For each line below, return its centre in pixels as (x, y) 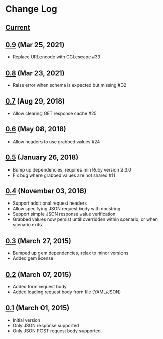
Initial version (26, 320)
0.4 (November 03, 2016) (46, 191)
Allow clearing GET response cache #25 (55, 113)
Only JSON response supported (46, 325)
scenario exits (27, 225)
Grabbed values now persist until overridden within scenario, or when (85, 219)
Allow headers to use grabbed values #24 (56, 141)
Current (18, 28)
